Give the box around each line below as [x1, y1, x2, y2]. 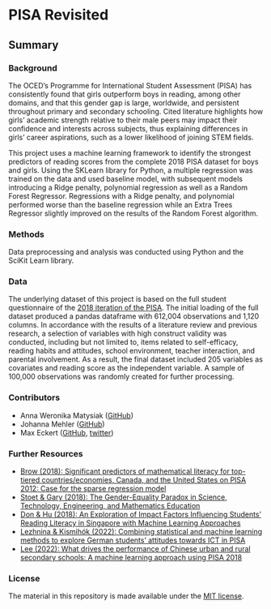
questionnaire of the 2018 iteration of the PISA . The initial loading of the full [8, 302, 259, 313]
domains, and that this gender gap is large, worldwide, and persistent [8, 97, 240, 107]
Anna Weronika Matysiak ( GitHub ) [19, 410, 134, 420]
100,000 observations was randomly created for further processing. [8, 371, 235, 382]
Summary [8, 38, 59, 52]
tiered [19, 475, 40, 485]
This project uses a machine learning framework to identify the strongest [8, 148, 252, 157]
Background [8, 62, 58, 74]
